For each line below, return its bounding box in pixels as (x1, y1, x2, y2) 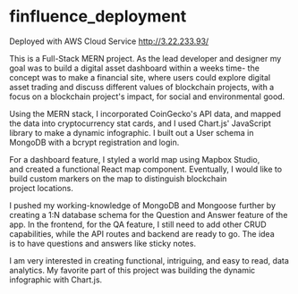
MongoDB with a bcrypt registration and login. (9, 137, 180, 147)
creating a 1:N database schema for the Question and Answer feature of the (9, 209, 288, 220)
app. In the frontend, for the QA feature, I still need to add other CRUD (9, 219, 267, 230)
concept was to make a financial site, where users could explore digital (9, 71, 271, 82)
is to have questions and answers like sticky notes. (9, 238, 197, 248)
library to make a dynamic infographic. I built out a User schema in (9, 127, 254, 138)
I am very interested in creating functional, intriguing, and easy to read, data (9, 255, 289, 265)
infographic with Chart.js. (9, 274, 103, 285)
